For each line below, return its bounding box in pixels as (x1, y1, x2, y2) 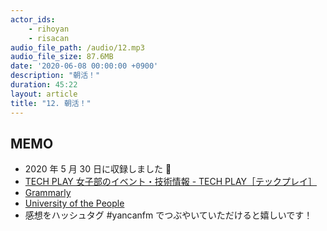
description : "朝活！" (10, 71, 101, 81)
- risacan (28, 33, 70, 43)
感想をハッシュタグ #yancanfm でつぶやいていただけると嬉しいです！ (24, 209, 313, 221)
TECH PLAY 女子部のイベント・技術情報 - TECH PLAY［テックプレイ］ (24, 176, 318, 188)
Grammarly (24, 187, 72, 199)
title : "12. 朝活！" (10, 98, 92, 108)
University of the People (24, 197, 125, 210)
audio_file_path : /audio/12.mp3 (10, 42, 145, 53)
